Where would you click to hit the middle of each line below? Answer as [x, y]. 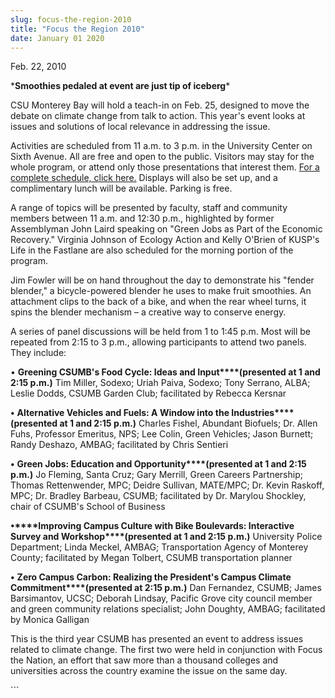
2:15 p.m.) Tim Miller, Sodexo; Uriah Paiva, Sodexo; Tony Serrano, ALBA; [160, 383]
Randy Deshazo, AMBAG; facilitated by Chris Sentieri [119, 445]
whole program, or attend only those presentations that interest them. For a [165, 167]
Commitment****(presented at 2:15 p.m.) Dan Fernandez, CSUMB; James [166, 588]
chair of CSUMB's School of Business [88, 507]
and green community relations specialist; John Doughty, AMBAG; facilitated [168, 609]
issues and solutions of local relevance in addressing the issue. [140, 127]
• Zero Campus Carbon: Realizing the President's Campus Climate [151, 577]
